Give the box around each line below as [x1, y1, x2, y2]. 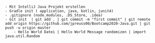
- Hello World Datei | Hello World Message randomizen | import [14, 30, 146, 34]
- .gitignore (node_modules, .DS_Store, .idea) [5, 13, 103, 18]
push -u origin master [5, 25, 51, 30]
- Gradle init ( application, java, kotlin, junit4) [5, 9, 114, 13]
